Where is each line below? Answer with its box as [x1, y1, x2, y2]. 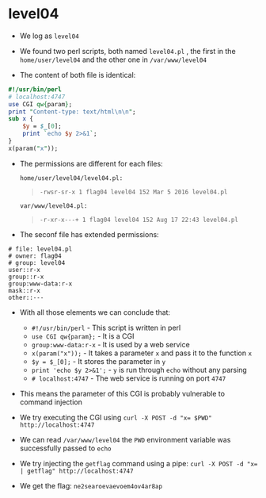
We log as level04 [19, 31, 79, 40]
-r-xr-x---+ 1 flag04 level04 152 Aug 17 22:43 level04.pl [39, 216, 239, 224]
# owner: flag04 [8, 251, 62, 260]
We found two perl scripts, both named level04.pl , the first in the [19, 46, 236, 56]
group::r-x [8, 273, 44, 281]
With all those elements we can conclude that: [19, 307, 171, 317]
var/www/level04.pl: [19, 201, 88, 210]
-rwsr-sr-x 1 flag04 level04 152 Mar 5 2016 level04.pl [39, 188, 228, 196]
